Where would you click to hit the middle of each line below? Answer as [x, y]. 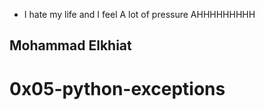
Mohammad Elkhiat [70, 45]
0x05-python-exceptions [117, 88]
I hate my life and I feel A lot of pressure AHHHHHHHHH [139, 14]
